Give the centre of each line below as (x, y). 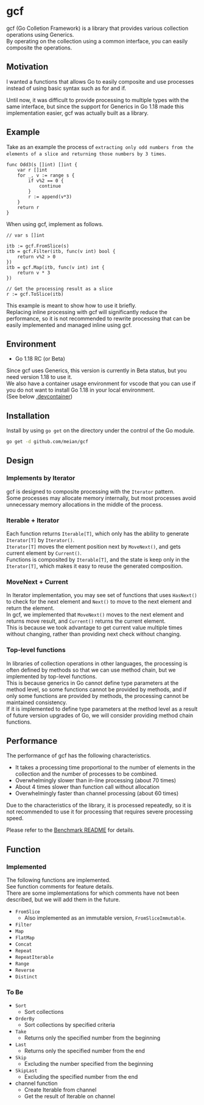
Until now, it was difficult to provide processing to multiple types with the (97, 100)
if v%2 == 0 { (46, 181)
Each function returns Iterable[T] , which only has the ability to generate (98, 534)
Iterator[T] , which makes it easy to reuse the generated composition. (95, 566)
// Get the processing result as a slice (60, 288)
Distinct (26, 977)
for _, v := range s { (46, 175)
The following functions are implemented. (58, 880)
